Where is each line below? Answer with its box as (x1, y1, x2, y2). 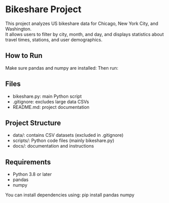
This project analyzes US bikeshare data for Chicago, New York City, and (5, 20, 159, 26)
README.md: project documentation (12, 104, 90, 110)
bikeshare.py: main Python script (12, 93, 82, 99)
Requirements (5, 158, 51, 166)
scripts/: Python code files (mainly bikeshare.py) (12, 137, 115, 143)
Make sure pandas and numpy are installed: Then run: (5, 65, 119, 71)
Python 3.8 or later (12, 171, 52, 178)
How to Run (5, 51, 43, 60)
